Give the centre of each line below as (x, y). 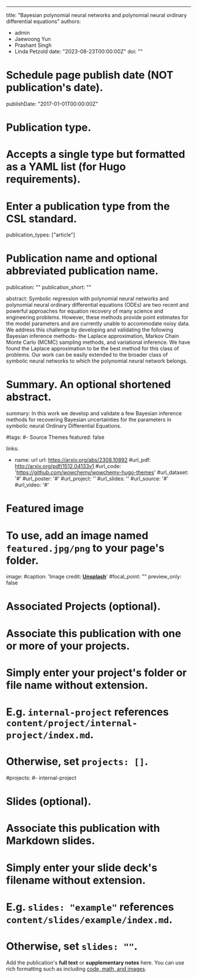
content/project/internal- (72, 723)
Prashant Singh (33, 45)
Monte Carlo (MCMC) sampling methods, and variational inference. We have (98, 342)
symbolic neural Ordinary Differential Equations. (64, 426)
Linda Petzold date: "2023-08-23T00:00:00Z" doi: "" (79, 51)
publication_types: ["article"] (40, 235)
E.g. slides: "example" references (90, 907)
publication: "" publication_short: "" (49, 287)
